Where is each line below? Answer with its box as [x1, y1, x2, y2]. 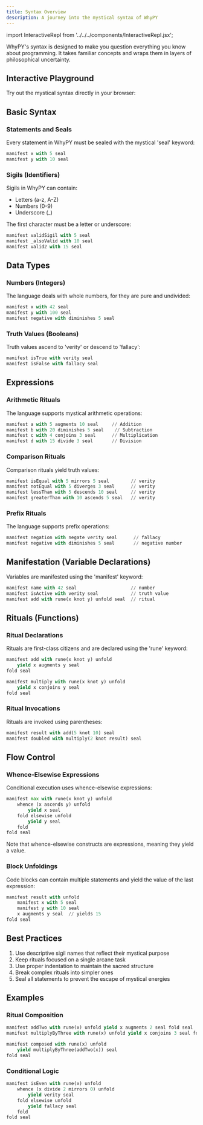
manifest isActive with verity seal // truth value [6, 590, 169, 597]
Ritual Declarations [6, 631, 63, 639]
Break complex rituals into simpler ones [14, 969, 114, 976]
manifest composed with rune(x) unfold [6, 1041, 107, 1047]
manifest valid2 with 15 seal [6, 244, 83, 250]
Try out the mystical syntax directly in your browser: [6, 89, 136, 97]
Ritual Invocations [6, 704, 60, 712]
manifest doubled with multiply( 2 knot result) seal [6, 735, 142, 742]
